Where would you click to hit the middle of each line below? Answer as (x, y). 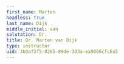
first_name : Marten (31, 12)
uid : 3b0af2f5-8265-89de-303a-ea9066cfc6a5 (62, 52)
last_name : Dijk (27, 23)
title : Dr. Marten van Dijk (42, 40)
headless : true (26, 18)
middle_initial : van (33, 29)
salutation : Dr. (27, 35)
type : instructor (28, 46)
